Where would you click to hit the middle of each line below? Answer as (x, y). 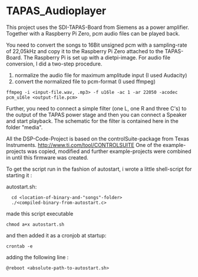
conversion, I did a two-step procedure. (54, 64)
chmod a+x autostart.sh (35, 224)
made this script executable (40, 213)
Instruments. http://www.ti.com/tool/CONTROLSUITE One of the (84, 145)
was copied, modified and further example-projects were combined (109, 151)
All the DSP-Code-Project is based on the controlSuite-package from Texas (98, 138)
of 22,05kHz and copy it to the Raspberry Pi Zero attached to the (85, 51)
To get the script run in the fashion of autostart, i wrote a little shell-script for (99, 169)
